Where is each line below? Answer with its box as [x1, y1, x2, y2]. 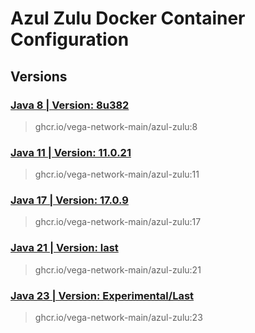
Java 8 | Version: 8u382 [10, 98, 130, 112]
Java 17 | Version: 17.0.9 [10, 193, 129, 207]
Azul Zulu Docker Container [10, 7, 246, 30]
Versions [10, 68, 68, 85]
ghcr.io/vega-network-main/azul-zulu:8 [34, 120, 198, 132]
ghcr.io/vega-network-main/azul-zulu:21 [34, 263, 202, 276]
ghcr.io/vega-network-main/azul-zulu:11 [34, 168, 200, 181]
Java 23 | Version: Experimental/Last [10, 288, 195, 302]
